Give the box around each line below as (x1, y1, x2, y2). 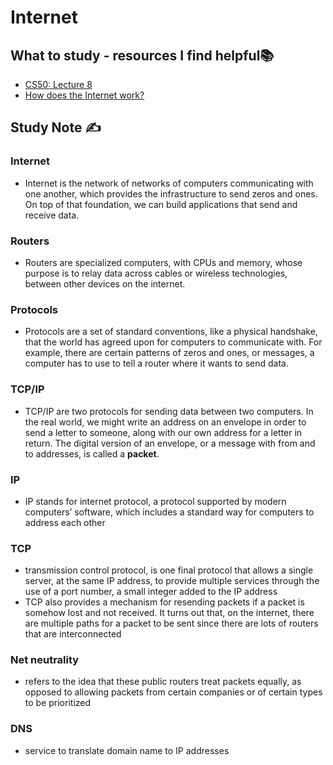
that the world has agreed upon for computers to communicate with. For (24, 336, 323, 348)
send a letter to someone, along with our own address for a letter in (24, 426, 303, 438)
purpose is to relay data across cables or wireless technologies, (24, 267, 288, 279)
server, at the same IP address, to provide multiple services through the (24, 575, 320, 587)
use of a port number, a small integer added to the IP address (24, 586, 278, 598)
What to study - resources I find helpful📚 (10, 47, 275, 64)
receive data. (24, 209, 80, 221)
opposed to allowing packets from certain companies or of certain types (24, 686, 323, 698)
